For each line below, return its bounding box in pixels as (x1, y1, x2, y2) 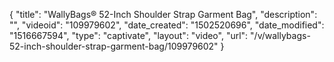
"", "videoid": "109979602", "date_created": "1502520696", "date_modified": (9, 19, 325, 31)
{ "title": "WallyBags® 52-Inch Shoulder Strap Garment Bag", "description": (9, 9, 318, 20)
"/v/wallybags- (250, 30, 311, 41)
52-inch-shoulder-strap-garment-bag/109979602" (9, 40, 219, 52)
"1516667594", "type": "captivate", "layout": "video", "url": (9, 30, 249, 41)
